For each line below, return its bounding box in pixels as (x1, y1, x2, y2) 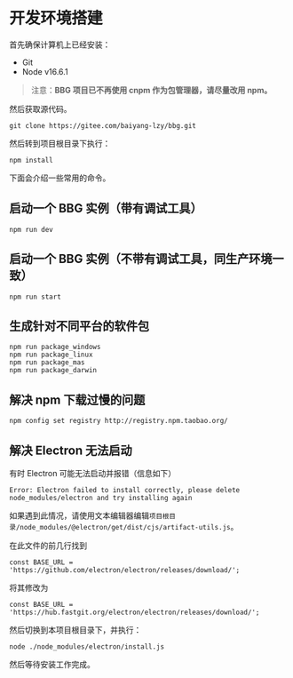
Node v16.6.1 (21, 66, 68, 76)
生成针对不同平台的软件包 (9, 318, 149, 333)
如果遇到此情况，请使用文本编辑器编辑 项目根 (9, 510, 170, 521)
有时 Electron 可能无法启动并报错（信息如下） (9, 468, 177, 478)
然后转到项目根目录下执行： (9, 138, 111, 148)
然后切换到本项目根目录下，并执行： (9, 625, 142, 635)
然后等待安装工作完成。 (9, 659, 95, 669)
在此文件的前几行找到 (9, 540, 87, 551)
